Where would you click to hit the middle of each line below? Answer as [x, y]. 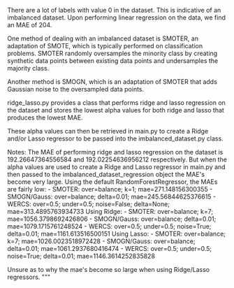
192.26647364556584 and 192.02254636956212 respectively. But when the [117, 159]
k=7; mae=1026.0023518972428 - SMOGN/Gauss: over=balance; [101, 241]
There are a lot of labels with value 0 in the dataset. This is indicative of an [114, 10]
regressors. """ [29, 277]
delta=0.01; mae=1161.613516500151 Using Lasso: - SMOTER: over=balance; [116, 234]
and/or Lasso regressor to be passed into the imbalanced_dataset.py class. [115, 138]
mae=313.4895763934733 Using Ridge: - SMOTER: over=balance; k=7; [110, 211]
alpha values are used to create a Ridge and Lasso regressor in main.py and [116, 167]
